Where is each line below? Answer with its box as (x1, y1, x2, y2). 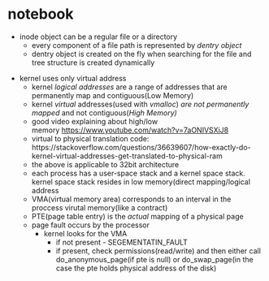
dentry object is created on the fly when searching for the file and (31, 49, 252, 58)
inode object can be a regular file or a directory (19, 32, 178, 41)
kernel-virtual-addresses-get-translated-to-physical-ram (31, 151, 223, 161)
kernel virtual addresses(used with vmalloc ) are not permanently (31, 99, 249, 109)
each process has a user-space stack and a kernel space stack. (31, 168, 245, 178)
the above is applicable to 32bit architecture (31, 159, 180, 169)
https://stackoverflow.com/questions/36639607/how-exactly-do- (31, 142, 251, 152)
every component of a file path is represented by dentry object (31, 40, 242, 50)
